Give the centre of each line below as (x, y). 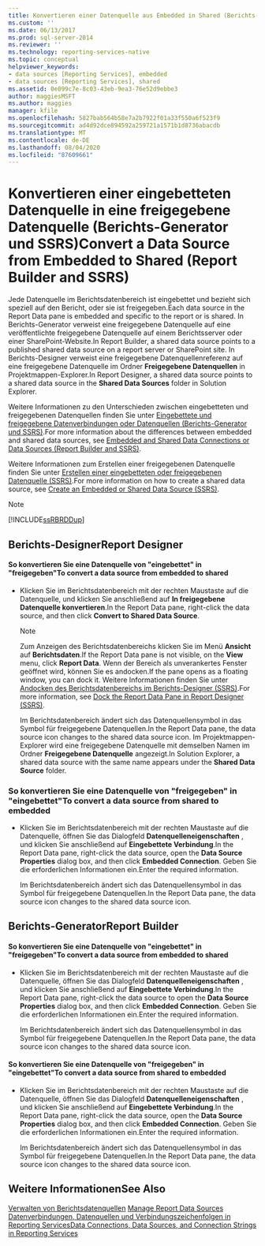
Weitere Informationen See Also (87, 1189)
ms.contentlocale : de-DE (49, 140)
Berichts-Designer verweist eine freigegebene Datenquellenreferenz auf (125, 358)
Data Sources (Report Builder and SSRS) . (75, 449)
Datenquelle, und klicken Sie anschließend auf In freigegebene (122, 599)
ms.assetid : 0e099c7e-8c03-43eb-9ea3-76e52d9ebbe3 (93, 89)
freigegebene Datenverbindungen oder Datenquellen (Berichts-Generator (127, 423)
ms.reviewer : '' (35, 45)
